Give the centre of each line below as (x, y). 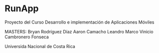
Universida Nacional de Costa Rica (40, 46)
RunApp (22, 9)
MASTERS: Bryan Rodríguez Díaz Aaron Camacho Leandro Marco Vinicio (79, 31)
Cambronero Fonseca (27, 37)
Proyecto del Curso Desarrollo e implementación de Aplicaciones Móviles (79, 22)
